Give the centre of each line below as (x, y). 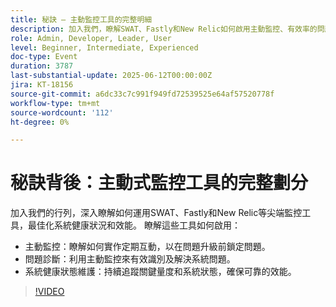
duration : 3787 (42, 66)
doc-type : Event (44, 57)
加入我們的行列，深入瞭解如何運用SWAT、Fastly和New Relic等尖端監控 (156, 213)
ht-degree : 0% (40, 122)
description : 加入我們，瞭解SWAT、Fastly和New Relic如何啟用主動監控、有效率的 (164, 29)
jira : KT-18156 (42, 85)
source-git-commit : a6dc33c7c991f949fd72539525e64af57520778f (142, 94)
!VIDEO (49, 292)
